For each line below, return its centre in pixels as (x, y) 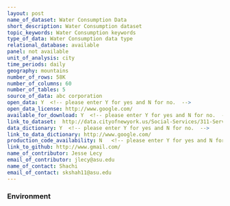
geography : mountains (38, 70)
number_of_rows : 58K (37, 77)
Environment (29, 196)
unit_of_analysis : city (41, 58)
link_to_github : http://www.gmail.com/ (64, 147)
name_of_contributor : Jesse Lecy (55, 154)
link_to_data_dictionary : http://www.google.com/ (79, 134)
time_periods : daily (37, 64)
